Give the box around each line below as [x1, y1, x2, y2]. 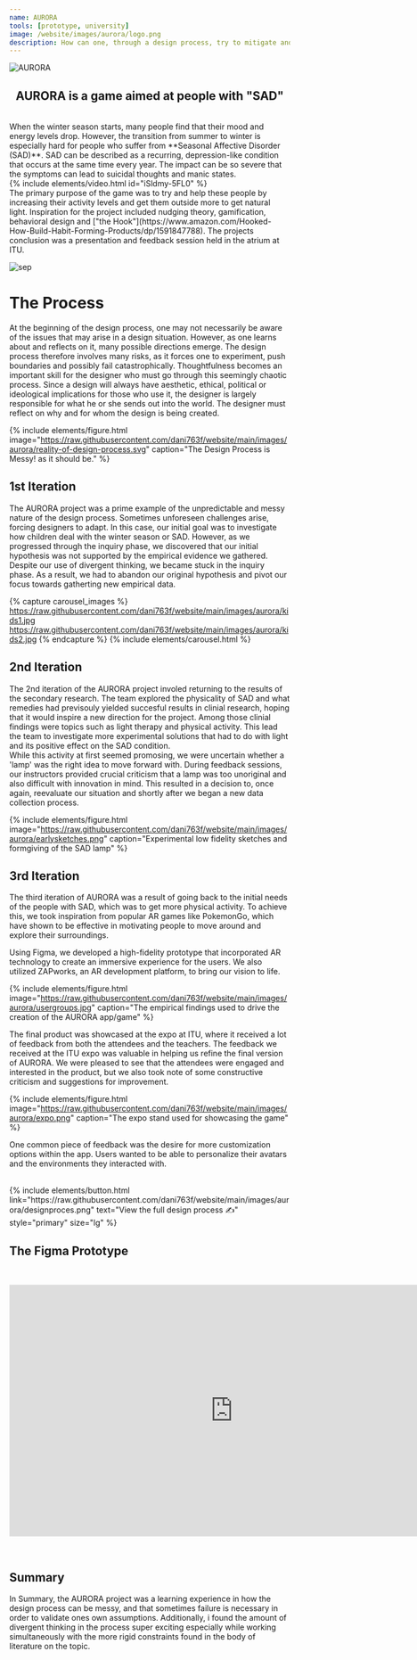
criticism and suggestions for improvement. [9, 1076, 169, 1088]
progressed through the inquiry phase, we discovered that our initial [9, 540, 258, 551]
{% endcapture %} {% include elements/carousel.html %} [38, 634, 251, 645]
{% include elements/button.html [9, 1185, 131, 1196]
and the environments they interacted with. [9, 1158, 168, 1169]
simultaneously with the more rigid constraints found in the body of [9, 1631, 256, 1642]
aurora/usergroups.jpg [9, 1002, 92, 1013]
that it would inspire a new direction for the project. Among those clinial [9, 711, 272, 722]
